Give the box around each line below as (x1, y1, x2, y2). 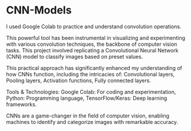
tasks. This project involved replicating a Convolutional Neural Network (6, 46, 179, 53)
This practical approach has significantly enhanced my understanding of (6, 64, 183, 71)
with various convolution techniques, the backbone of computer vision (6, 41, 177, 48)
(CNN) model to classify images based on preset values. (6, 53, 143, 60)
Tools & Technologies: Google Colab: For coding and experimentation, (6, 88, 176, 95)
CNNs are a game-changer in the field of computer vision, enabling (6, 112, 170, 119)
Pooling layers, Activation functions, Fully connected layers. (6, 77, 152, 84)
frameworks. (6, 100, 37, 108)
